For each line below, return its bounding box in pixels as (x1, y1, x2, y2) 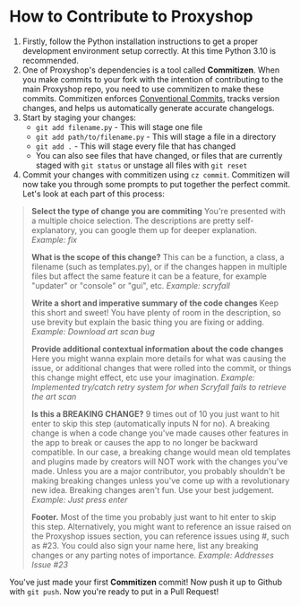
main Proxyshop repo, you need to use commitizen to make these (21, 83, 264, 94)
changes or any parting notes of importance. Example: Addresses (30, 550, 275, 560)
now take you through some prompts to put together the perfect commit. (21, 178, 291, 189)
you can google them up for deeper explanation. (79, 224, 257, 235)
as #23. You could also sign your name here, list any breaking (30, 540, 259, 550)
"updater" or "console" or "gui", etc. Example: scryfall (30, 280, 230, 290)
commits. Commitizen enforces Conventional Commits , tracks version (21, 92, 280, 104)
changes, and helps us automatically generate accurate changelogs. (21, 102, 275, 113)
